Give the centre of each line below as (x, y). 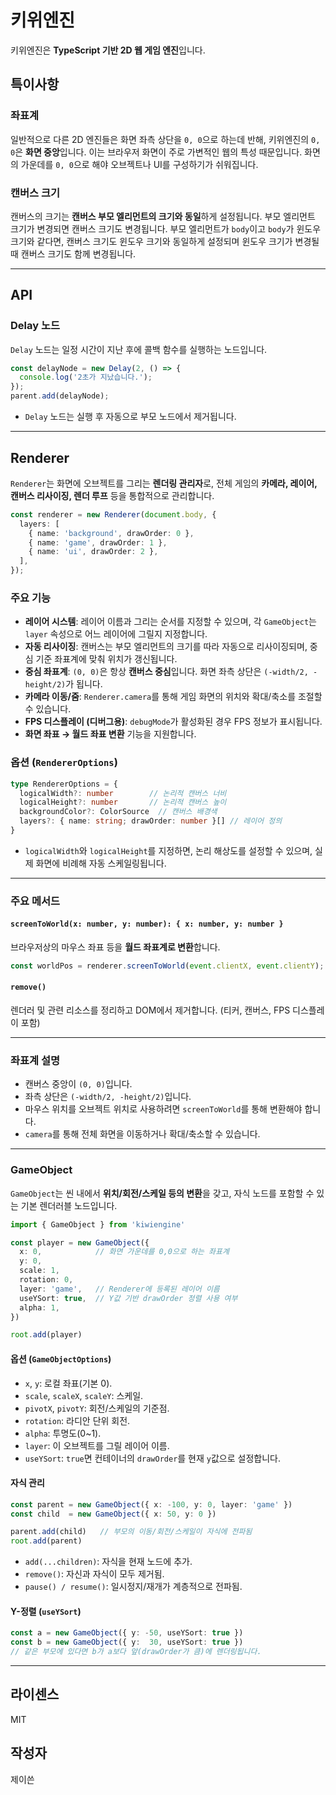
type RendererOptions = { (64, 784)
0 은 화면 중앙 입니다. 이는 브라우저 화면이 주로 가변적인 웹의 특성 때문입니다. (156, 152)
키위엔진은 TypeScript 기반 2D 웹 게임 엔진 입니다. (108, 50)
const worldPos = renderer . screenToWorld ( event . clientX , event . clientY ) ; (167, 966)
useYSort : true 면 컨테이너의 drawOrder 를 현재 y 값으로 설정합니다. (152, 1458)
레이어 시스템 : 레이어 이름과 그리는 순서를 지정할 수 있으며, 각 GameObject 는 (170, 622)
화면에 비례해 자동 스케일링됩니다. (101, 863)
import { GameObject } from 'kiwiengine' (98, 1224)
